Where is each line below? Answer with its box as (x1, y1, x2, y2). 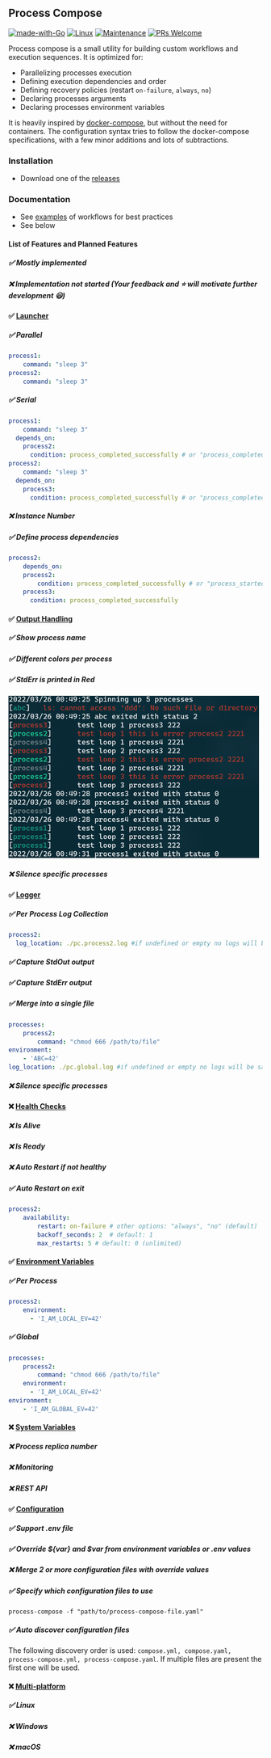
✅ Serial (8, 395, 36, 405)
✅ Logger (8, 890, 41, 900)
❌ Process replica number (8, 1442, 98, 1451)
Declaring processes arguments (19, 93, 127, 103)
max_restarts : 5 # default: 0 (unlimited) (37, 1239, 182, 1247)
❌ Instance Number (8, 511, 75, 521)
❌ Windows (8, 1721, 48, 1731)
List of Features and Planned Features (8, 239, 139, 249)
